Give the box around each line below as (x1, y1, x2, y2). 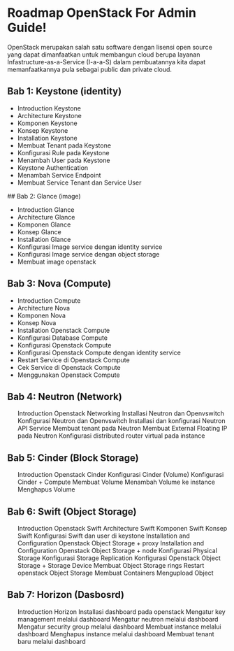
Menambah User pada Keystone (17, 156, 110, 164)
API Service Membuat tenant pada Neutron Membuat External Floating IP (17, 424, 228, 433)
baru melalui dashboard (17, 637, 86, 645)
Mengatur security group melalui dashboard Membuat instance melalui (17, 622, 221, 631)
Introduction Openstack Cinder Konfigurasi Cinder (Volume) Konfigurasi (17, 471, 224, 479)
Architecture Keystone (17, 111, 82, 120)
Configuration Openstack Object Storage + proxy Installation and (17, 539, 205, 547)
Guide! (7, 20, 47, 36)
